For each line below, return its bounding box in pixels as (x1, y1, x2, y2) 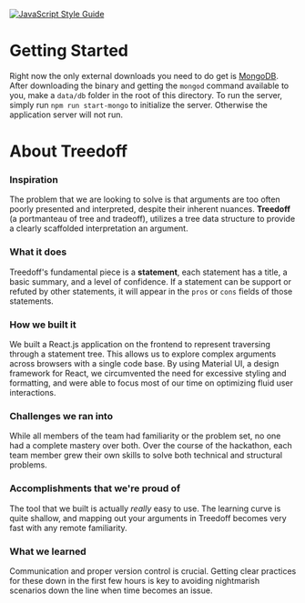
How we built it (9, 318, 77, 331)
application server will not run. (9, 109, 123, 120)
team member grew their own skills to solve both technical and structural (9, 450, 283, 461)
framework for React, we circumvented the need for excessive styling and (9, 368, 287, 379)
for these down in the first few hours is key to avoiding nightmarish (9, 575, 260, 586)
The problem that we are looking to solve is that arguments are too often (9, 194, 280, 205)
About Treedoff (9, 141, 128, 162)
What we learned (9, 545, 86, 558)
